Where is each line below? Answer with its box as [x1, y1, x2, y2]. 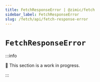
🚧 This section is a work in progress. [5, 62, 80, 68]
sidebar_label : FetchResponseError [5, 12, 79, 17]
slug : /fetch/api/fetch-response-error [5, 16, 88, 21]
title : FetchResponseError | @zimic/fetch [5, 7, 95, 12]
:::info [5, 53, 17, 59]
